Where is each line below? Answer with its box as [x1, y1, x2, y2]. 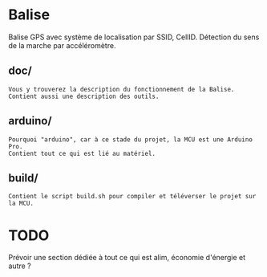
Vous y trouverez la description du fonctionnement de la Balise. [8, 85, 235, 93]
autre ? [8, 261, 32, 271]
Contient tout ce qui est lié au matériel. [8, 149, 156, 157]
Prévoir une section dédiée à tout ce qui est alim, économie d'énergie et [8, 253, 246, 263]
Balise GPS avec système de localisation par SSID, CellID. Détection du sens [8, 32, 260, 42]
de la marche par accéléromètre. [8, 40, 116, 50]
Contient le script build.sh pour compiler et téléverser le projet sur [8, 193, 257, 201]
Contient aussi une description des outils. [8, 92, 160, 100]
